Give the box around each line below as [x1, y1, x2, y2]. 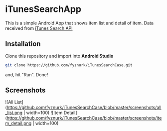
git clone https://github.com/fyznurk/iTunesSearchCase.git [5, 62, 133, 68]
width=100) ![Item [26, 110, 63, 116]
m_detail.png [5, 121, 32, 127]
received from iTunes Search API [5, 25, 73, 31]
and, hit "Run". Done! [5, 71, 48, 78]
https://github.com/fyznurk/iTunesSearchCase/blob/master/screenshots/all [6, 105, 162, 111]
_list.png [5, 110, 23, 116]
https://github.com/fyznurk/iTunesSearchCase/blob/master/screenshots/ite [6, 115, 162, 121]
